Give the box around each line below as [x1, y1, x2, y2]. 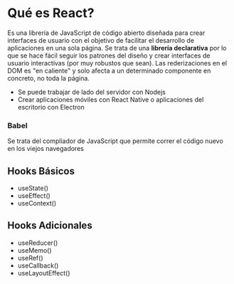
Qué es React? [7, 5, 95, 21]
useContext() [17, 199, 57, 208]
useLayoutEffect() [17, 268, 70, 277]
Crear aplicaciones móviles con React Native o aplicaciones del [17, 95, 204, 104]
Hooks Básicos [7, 165, 75, 177]
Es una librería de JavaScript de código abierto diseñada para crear [7, 28, 206, 37]
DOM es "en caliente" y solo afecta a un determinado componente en [7, 66, 211, 75]
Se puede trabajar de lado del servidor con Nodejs [17, 88, 166, 96]
